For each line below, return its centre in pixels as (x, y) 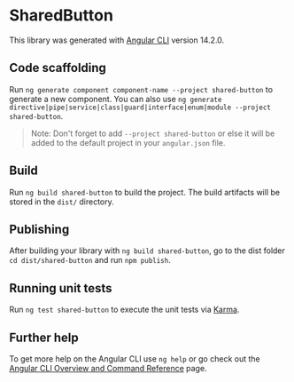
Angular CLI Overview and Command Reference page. (108, 368)
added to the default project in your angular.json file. (128, 142)
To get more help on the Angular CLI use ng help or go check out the (135, 359)
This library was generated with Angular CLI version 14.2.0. (117, 40)
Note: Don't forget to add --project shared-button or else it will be (153, 133)
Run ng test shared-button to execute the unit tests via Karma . (124, 310)
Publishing (39, 229)
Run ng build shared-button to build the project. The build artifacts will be (145, 192)
